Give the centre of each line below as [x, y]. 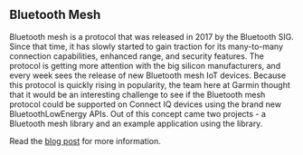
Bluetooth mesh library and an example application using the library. [136, 123]
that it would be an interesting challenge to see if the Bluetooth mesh [137, 94]
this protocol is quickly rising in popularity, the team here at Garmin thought [150, 84]
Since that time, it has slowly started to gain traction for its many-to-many [146, 46]
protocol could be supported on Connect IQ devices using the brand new [146, 104]
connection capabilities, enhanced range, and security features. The [137, 56]
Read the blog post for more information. [85, 140]
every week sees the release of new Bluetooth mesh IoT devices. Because [148, 75]
